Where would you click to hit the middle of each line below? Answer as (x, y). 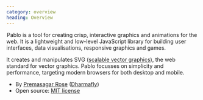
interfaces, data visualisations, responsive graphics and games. (86, 48)
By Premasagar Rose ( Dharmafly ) (57, 84)
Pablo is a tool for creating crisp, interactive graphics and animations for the (102, 35)
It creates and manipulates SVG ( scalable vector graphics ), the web (91, 59)
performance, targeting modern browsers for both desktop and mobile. (95, 72)
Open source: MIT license (48, 90)
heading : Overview (30, 18)
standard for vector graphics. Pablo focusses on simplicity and (85, 66)
